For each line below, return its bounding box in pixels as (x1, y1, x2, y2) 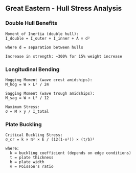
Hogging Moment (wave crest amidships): (5, 77, 93, 82)
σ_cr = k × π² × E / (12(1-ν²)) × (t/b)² (5, 137, 95, 142)
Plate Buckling (5, 120, 42, 128)
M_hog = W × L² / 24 (5, 82, 50, 87)
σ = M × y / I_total (5, 109, 50, 114)
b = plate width (10, 160, 44, 165)
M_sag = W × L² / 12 (5, 95, 50, 100)
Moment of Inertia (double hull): (5, 31, 79, 37)
